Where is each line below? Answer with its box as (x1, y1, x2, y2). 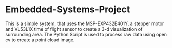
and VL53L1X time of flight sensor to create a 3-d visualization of (5, 26, 143, 32)
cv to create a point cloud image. (5, 37, 75, 43)
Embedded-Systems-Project (5, 4, 130, 15)
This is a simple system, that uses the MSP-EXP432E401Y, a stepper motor (5, 20, 164, 27)
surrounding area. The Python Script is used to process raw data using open (5, 31, 167, 37)
